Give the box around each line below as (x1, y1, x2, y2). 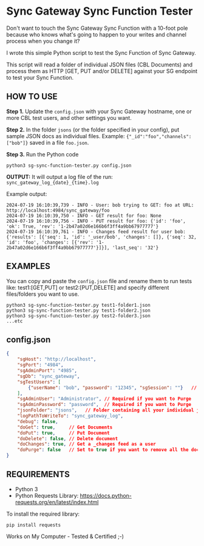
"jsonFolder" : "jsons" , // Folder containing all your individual (17, 407, 194, 413)
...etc (6, 318, 23, 324)
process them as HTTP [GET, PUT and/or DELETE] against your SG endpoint (6, 67, 198, 74)
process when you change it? (6, 37, 80, 44)
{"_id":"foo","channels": (126, 133, 192, 139)
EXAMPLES (6, 261, 50, 271)
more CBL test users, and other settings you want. (6, 114, 132, 121)
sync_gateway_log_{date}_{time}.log (6, 180, 99, 186)
